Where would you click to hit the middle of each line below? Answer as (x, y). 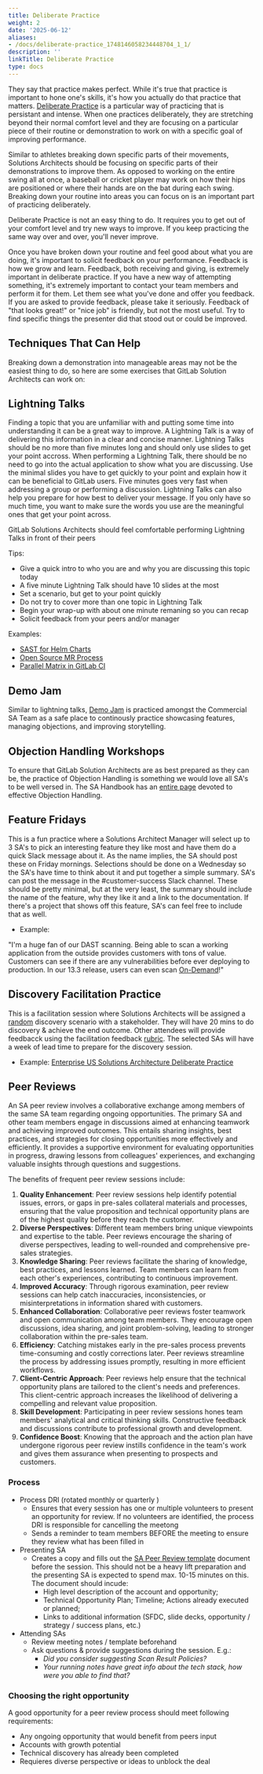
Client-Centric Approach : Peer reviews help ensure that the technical (133, 1378)
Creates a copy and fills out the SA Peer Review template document (141, 1558)
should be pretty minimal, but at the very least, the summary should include (130, 889)
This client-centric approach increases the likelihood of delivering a (128, 1395)
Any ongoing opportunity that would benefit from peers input (118, 1736)
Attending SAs (43, 1633)
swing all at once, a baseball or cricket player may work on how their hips (127, 179)
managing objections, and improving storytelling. (87, 727)
